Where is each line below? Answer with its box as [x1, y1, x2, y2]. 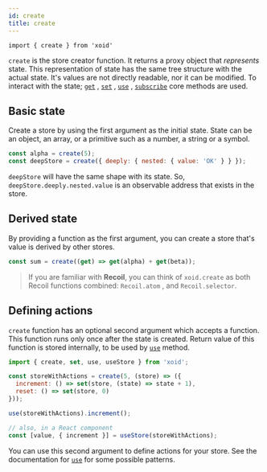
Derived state [8, 212, 78, 226]
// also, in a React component [8, 424, 113, 432]
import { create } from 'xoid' [8, 41, 113, 49]
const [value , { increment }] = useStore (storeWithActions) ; [8, 431, 218, 439]
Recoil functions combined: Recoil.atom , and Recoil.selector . [27, 281, 237, 290]
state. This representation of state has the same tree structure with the [8, 64, 243, 73]
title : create [8, 19, 56, 27]
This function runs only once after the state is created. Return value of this [8, 334, 255, 343]
